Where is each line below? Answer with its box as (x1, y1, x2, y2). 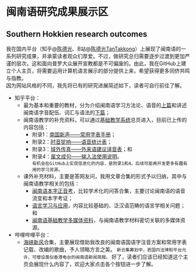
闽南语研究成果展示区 (6, 5, 109, 19)
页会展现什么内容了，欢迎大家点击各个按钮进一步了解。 (23, 261, 156, 267)
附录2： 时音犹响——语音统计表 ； (32, 138, 112, 145)
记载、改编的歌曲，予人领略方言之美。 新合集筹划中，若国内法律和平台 (23, 246, 182, 252)
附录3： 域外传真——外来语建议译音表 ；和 (32, 146, 133, 152)
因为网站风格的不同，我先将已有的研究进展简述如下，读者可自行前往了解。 (6, 82, 185, 88)
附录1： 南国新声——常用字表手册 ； (32, 131, 117, 138)
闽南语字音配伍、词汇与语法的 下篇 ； (23, 109, 111, 116)
